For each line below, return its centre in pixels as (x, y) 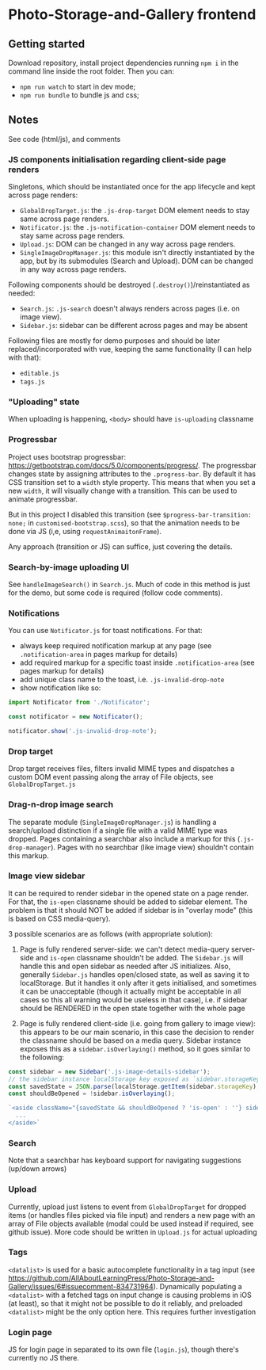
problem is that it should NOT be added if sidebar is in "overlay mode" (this (131, 910)
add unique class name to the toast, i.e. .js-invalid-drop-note (122, 680)
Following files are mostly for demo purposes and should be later (114, 341)
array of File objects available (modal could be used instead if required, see (131, 1223)
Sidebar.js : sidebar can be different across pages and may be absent (133, 326)
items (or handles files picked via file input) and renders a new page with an (132, 1215)
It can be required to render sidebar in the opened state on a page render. (129, 893)
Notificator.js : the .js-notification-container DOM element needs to (137, 227)
